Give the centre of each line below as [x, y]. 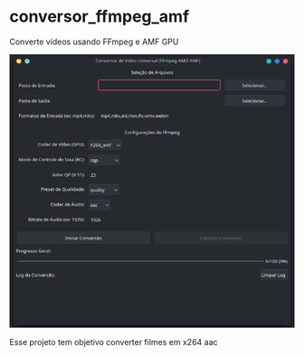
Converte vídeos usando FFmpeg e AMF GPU [94, 42]
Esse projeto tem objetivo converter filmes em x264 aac [114, 342]
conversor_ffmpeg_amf [100, 17]
